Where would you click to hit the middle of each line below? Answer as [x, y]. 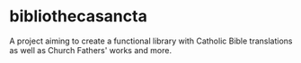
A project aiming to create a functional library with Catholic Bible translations [151, 41]
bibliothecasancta [79, 16]
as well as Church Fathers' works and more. [91, 50]
